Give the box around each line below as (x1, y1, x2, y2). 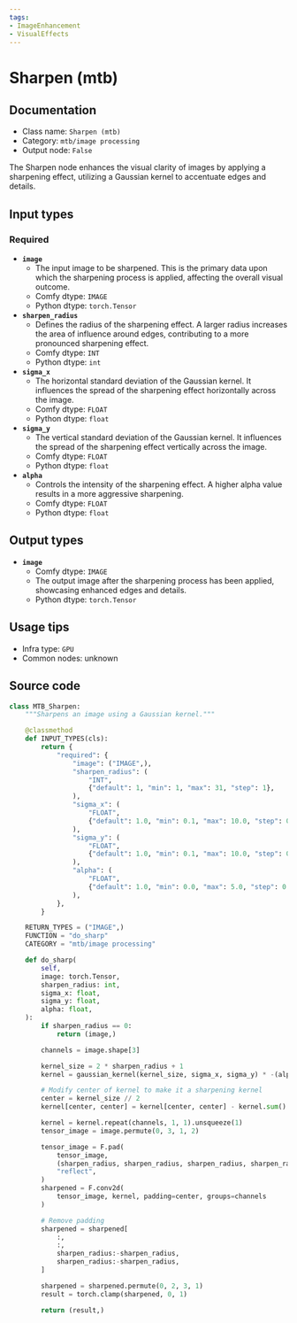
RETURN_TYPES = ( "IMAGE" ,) (25, 923, 125, 932)
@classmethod (25, 726, 73, 735)
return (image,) (56, 1029, 117, 1039)
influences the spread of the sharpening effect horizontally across (34, 385, 277, 396)
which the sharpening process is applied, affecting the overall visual (34, 272, 284, 283)
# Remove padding (41, 1216, 104, 1225)
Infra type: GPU (21, 643, 74, 654)
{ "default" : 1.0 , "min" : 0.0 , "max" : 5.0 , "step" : (88, 882, 278, 891)
